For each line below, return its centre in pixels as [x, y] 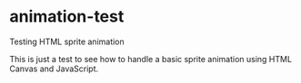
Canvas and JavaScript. [54, 69]
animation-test [67, 17]
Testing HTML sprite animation [67, 41]
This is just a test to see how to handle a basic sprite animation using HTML [151, 59]
